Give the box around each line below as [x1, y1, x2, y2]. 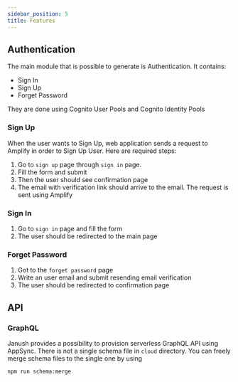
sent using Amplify [17, 190, 73, 199]
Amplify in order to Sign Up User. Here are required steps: [7, 147, 177, 155]
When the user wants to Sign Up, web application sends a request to [7, 139, 208, 147]
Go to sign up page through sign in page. [17, 160, 142, 169]
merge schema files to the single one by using [7, 354, 143, 363]
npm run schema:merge [7, 368, 72, 375]
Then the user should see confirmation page [17, 175, 148, 184]
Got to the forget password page [17, 266, 114, 275]
